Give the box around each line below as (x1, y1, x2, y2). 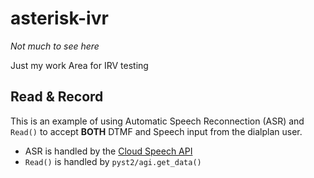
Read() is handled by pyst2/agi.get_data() (24, 155, 202, 167)
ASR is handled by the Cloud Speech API (24, 145, 193, 157)
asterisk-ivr (10, 7, 109, 30)
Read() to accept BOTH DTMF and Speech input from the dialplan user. (10, 125, 303, 137)
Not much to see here (10, 40, 100, 52)
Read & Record (10, 88, 104, 106)
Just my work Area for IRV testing (10, 59, 149, 71)
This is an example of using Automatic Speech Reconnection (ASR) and (10, 115, 305, 127)
